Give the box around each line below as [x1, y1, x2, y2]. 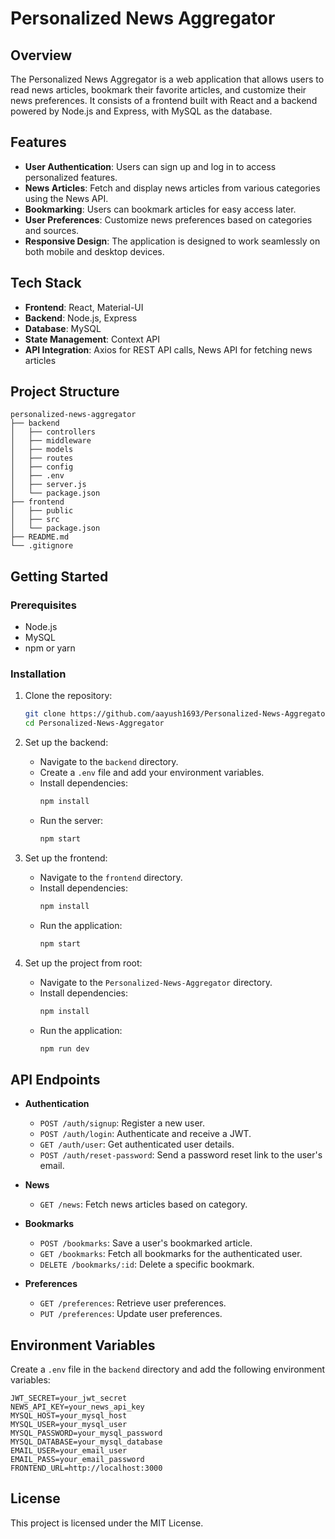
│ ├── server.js [10, 480, 87, 490]
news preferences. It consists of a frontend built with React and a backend [10, 95, 318, 106]
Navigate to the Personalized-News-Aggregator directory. [39, 976, 273, 988]
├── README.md [10, 532, 70, 542]
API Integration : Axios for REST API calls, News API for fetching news [24, 343, 313, 356]
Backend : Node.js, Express [24, 312, 138, 324]
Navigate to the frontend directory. [39, 871, 183, 883]
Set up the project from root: [24, 957, 143, 969]
